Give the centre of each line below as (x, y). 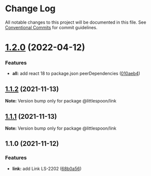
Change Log (30, 9)
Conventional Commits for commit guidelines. (51, 27)
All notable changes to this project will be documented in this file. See (76, 22)
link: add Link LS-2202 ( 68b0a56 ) (47, 169)
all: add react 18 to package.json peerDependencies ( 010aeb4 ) (76, 73)
